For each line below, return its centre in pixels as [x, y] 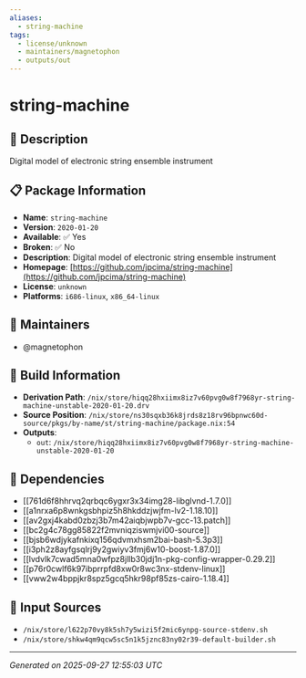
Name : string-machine [65, 217]
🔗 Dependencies [57, 479]
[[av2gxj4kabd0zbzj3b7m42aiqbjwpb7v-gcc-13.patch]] [127, 520]
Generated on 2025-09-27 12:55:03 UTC [86, 665]
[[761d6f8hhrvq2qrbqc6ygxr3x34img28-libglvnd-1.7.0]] [127, 501]
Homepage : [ [48, 266]
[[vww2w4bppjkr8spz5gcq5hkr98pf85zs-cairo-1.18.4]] [126, 579]
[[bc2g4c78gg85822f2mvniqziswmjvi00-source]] [116, 530]
